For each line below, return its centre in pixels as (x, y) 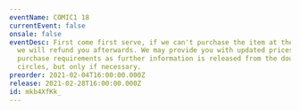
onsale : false (36, 34)
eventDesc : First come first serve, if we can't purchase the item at (143, 42)
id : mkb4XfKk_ (36, 91)
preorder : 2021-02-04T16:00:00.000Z (77, 75)
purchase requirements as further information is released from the (147, 59)
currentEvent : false (48, 26)
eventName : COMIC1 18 (50, 17)
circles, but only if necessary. (79, 67)
